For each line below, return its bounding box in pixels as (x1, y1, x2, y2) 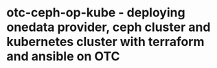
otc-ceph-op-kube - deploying (6, 5, 186, 21)
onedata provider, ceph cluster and (6, 19, 211, 35)
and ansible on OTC (6, 49, 120, 65)
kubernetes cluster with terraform (6, 34, 205, 49)
